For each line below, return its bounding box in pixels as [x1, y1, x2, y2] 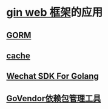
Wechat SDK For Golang [6, 71, 99, 82]
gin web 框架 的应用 [6, 5, 103, 19]
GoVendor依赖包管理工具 [6, 93, 101, 104]
